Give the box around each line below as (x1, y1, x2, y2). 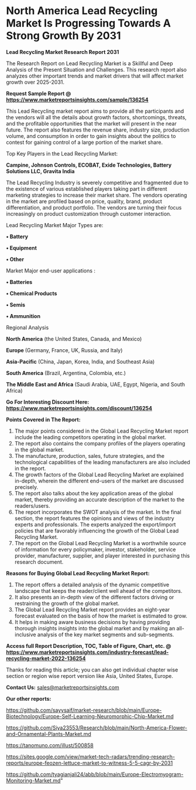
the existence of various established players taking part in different (6, 185, 168, 192)
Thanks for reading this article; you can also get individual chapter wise (6, 666, 178, 673)
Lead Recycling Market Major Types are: (6, 221, 104, 228)
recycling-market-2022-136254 (6, 654, 86, 661)
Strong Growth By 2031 (6, 29, 121, 42)
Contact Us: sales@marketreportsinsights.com (6, 684, 120, 691)
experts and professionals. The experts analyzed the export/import (14, 521, 176, 528)
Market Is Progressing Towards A (6, 16, 171, 30)
